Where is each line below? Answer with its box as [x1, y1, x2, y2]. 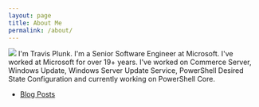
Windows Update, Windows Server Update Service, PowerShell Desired [8, 66, 245, 75]
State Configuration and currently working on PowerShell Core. [8, 75, 215, 84]
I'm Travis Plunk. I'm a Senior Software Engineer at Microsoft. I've [18, 49, 233, 59]
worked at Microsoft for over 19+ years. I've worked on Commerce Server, [8, 57, 253, 67]
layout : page [8, 11, 52, 20]
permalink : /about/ [8, 26, 73, 34]
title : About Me [8, 19, 62, 27]
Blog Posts [19, 90, 56, 99]
